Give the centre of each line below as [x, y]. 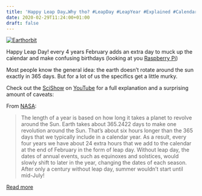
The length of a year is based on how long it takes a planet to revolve [106, 118]
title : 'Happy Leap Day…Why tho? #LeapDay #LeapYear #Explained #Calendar [102, 12]
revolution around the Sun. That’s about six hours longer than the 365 [107, 131]
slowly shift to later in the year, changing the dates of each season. [104, 163]
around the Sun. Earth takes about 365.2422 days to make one [99, 124]
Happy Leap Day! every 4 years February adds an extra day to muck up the [99, 52]
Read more [20, 187]
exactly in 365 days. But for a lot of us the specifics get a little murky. [92, 77]
